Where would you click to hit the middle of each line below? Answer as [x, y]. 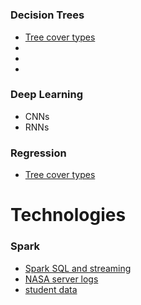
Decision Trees [47, 15]
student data [51, 289]
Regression [38, 153]
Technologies [68, 215]
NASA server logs [61, 279]
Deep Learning [47, 95]
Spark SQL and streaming [78, 268]
